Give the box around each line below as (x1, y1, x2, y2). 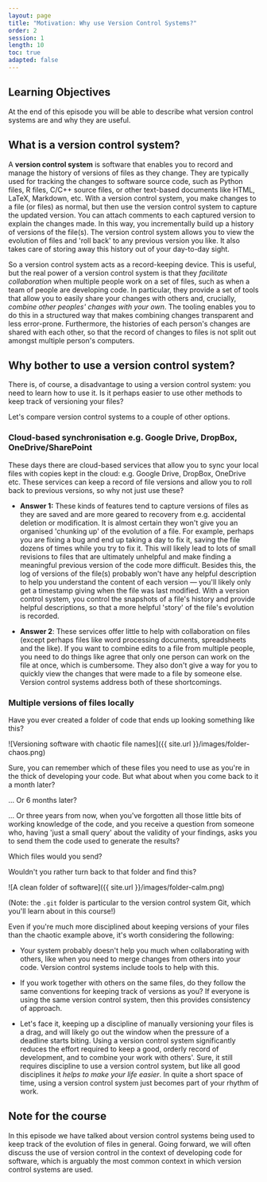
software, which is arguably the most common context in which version (8, 1156, 242, 1165)
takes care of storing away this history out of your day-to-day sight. (8, 244, 230, 253)
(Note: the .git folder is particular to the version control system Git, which (8, 898, 251, 907)
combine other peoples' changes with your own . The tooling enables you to (8, 302, 256, 311)
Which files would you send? (8, 851, 103, 861)
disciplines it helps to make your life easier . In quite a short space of (19, 1069, 244, 1079)
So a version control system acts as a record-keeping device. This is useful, (8, 260, 257, 269)
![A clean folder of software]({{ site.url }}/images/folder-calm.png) (8, 882, 225, 892)
